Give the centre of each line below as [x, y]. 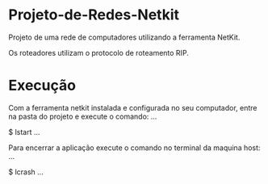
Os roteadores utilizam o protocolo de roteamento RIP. [99, 52]
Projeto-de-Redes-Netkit [94, 15]
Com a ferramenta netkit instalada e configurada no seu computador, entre [133, 107]
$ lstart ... [24, 132]
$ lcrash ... [26, 172]
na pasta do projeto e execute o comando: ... [83, 116]
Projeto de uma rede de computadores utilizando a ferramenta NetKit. [124, 37]
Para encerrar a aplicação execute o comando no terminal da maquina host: [134, 148]
